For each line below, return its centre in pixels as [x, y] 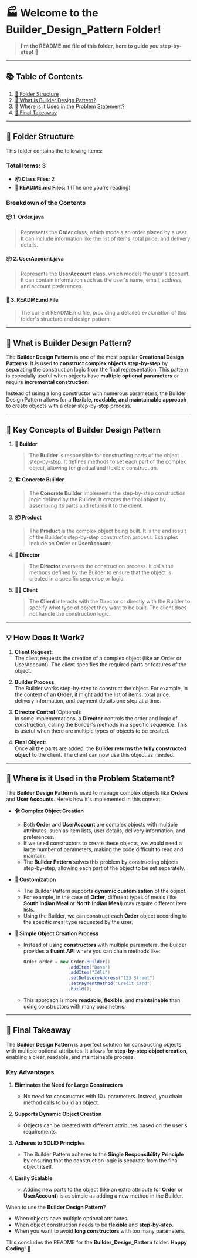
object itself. [38, 1167]
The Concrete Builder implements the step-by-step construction [107, 493]
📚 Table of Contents [45, 77]
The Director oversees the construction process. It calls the [101, 566]
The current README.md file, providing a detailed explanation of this [103, 313]
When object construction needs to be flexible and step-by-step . [94, 1225]
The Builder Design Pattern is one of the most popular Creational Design [95, 357]
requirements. [40, 1131]
